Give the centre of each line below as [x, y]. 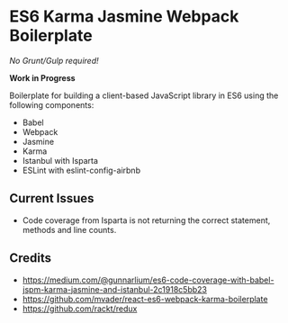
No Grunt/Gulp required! [54, 60]
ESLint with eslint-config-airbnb [81, 170]
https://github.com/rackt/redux [80, 309]
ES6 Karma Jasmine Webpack [124, 17]
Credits [31, 258]
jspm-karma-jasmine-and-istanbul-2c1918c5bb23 [114, 289]
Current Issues [52, 198]
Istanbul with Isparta [60, 160]
